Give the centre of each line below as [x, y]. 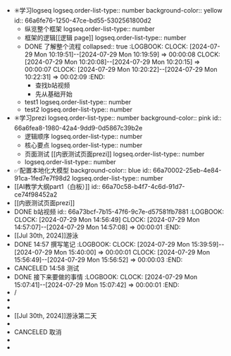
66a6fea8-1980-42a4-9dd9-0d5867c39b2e [78, 128]
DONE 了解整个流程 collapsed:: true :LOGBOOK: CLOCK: [106, 47]
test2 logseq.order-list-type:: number [78, 109]
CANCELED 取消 [38, 332]
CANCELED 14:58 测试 [46, 268]
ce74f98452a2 [36, 195]
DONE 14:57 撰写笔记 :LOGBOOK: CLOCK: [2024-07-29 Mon [102, 244]
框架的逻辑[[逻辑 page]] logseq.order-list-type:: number [105, 38]
